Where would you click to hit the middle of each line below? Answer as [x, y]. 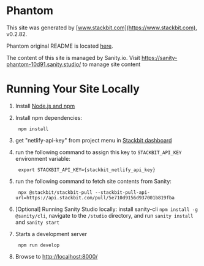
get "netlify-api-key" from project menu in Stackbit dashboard [93, 140]
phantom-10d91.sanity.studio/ [44, 64]
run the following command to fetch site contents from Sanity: [93, 181]
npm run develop [39, 245]
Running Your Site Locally [73, 89]
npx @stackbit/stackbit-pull [55, 192]
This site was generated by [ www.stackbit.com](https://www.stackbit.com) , [102, 28]
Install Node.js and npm [45, 106]
